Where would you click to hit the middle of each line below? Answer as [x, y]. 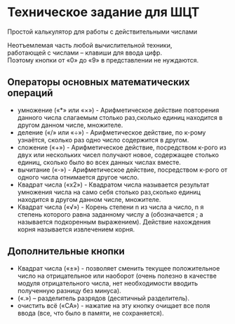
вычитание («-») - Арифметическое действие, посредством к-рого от [122, 170]
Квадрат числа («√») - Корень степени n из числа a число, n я [110, 207]
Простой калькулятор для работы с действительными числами [102, 32]
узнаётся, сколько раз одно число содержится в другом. [103, 140]
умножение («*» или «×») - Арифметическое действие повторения [118, 110]
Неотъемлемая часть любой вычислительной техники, [90, 45]
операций [30, 93]
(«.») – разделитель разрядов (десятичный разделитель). [103, 298]
